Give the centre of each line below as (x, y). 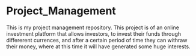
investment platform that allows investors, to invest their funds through (94, 33)
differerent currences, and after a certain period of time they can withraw (97, 40)
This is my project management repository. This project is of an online (93, 27)
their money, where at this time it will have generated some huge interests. (98, 46)
